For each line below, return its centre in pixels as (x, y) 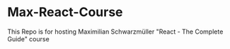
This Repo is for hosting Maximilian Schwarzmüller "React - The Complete (115, 31)
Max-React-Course (65, 12)
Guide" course (28, 38)
